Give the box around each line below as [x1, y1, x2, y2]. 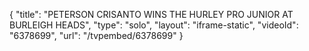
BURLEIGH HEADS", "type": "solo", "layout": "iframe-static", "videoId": [9, 19, 299, 31]
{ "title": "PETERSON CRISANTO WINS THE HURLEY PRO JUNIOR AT [9, 9, 294, 20]
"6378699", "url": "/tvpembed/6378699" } [9, 30, 184, 41]
